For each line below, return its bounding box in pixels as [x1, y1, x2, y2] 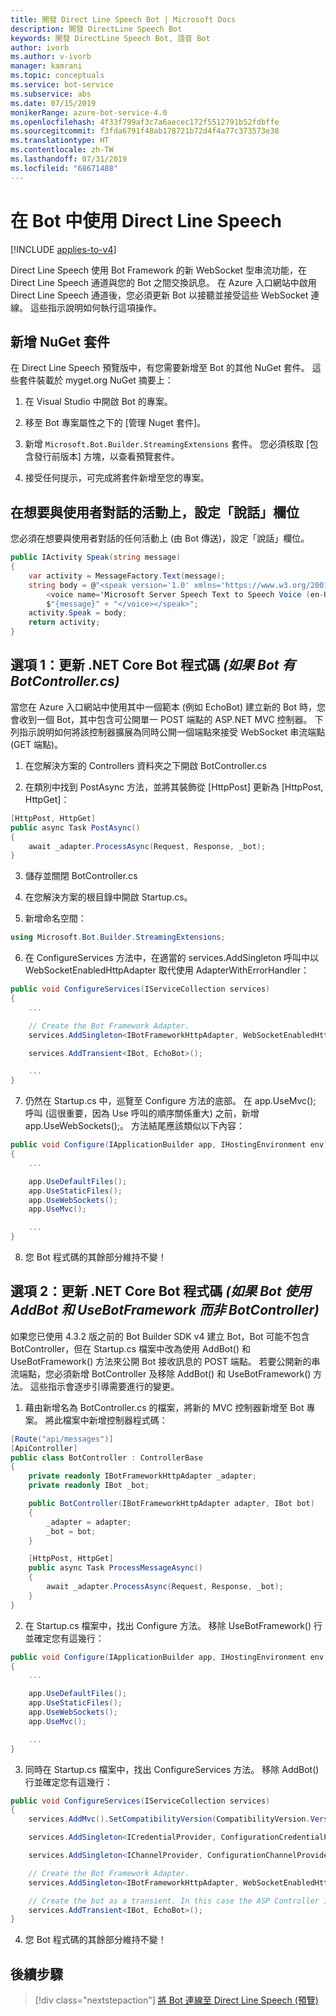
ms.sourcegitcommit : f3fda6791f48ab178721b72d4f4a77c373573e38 [10, 126, 280, 136]
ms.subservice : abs [10, 89, 92, 99]
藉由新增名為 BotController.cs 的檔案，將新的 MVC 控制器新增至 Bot [24, 1401, 305, 1413]
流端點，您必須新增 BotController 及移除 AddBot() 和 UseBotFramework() [10, 1367, 312, 1380]
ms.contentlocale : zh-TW [10, 145, 114, 155]
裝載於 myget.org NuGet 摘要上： [36, 374, 174, 386]
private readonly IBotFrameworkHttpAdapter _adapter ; [28, 1471, 257, 1481]
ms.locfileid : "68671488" [10, 163, 118, 173]
